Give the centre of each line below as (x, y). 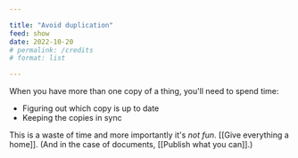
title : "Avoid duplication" (62, 25)
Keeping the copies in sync (72, 118)
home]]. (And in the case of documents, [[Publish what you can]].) (131, 145)
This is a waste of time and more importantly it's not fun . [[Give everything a (149, 135)
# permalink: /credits (51, 50)
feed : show (29, 33)
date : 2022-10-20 (41, 42)
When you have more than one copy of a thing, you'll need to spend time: (144, 91)
